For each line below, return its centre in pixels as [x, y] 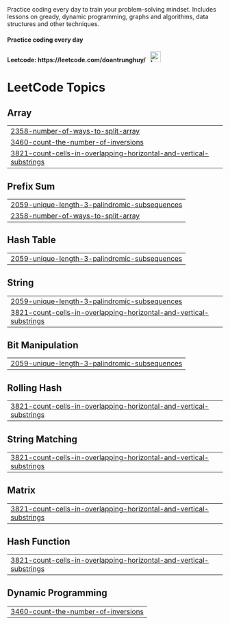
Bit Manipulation [43, 345]
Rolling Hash [35, 388]
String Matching [42, 439]
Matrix [21, 490]
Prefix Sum [31, 186]
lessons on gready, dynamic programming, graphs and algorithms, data [108, 16]
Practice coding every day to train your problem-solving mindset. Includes [112, 9]
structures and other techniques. [53, 24]
